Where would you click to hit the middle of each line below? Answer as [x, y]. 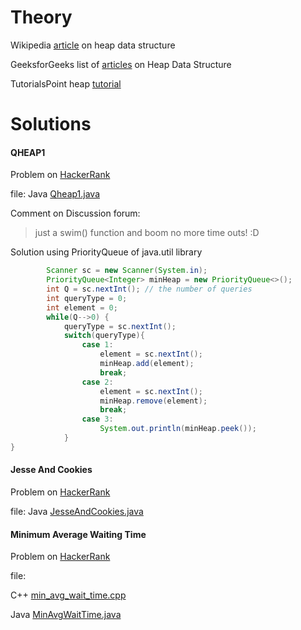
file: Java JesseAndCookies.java [77, 512]
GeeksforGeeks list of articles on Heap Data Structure [121, 64]
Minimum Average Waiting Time [78, 534]
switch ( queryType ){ [104, 336]
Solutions [51, 124]
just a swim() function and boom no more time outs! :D [147, 233]
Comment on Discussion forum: [75, 213]
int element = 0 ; [82, 307]
